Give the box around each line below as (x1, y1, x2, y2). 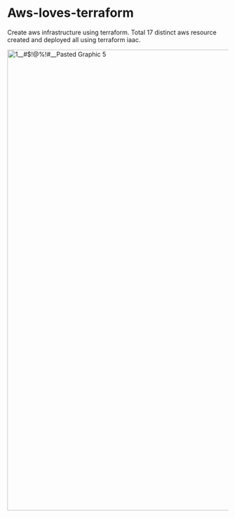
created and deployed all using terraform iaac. (7, 35, 141, 43)
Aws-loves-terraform (7, 5, 134, 21)
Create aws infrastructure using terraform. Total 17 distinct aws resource (7, 28, 217, 36)
